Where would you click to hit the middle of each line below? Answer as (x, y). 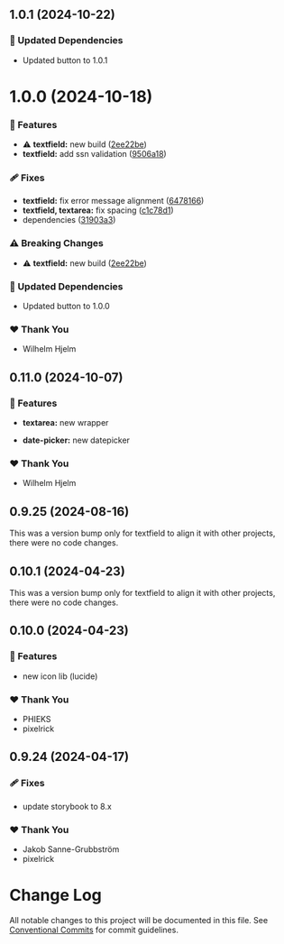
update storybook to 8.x (67, 806)
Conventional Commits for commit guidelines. (94, 930)
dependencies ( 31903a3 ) (69, 220)
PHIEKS (37, 719)
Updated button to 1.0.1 (65, 60)
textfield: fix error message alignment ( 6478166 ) (113, 201)
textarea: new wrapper (65, 423)
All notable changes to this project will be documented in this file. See (139, 920)
